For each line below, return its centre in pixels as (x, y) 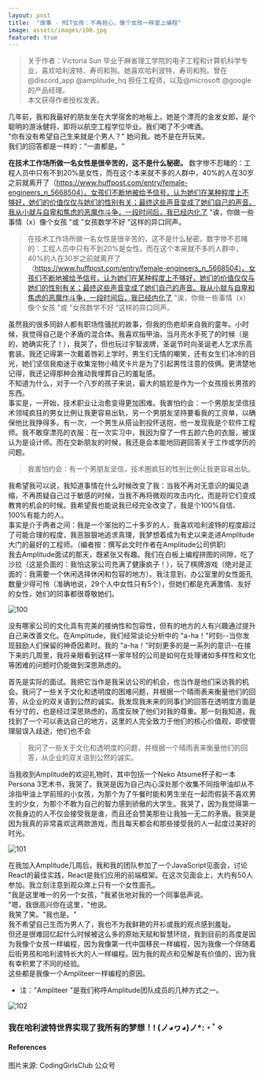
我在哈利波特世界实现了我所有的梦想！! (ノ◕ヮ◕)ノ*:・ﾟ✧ (116, 1028)
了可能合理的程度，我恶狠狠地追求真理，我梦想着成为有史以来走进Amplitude (131, 535)
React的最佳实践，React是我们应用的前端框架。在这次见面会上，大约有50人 (131, 875)
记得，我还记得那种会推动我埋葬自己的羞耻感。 (84, 374)
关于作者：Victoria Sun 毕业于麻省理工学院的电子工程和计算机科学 (134, 61)
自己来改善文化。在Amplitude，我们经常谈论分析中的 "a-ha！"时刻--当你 (126, 636)
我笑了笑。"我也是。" (42, 914)
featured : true (33, 37)
